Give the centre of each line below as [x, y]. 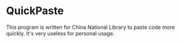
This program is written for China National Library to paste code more [90, 27]
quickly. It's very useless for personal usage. [60, 33]
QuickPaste [35, 11]
